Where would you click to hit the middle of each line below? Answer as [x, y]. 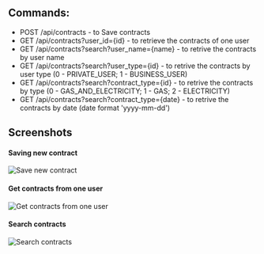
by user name [42, 57]
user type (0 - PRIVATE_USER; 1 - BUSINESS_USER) [104, 74]
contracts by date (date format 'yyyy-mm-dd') [95, 108]
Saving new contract [43, 153]
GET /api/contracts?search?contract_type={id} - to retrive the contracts [136, 82]
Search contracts [37, 224]
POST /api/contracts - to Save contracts [85, 32]
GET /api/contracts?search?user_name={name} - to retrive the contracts [138, 49]
